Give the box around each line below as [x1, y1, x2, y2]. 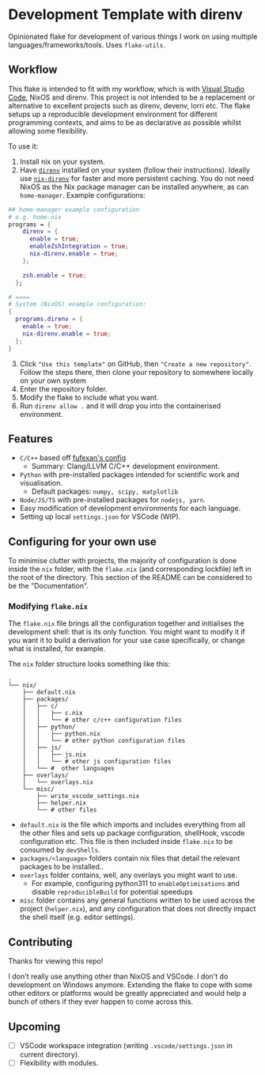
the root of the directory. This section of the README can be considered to [8, 573, 252, 582]
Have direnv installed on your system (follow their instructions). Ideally [19, 165, 251, 175]
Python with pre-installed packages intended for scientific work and [19, 470, 240, 479]
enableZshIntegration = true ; [28, 243, 129, 251]
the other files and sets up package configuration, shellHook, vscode [19, 828, 245, 838]
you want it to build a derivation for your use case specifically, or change [8, 635, 245, 645]
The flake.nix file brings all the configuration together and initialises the [8, 619, 244, 628]
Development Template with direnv [8, 6, 243, 24]
